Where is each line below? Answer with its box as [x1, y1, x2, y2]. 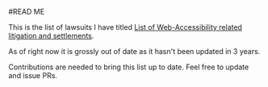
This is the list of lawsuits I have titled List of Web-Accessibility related [8, 23, 242, 31]
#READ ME [8, 7, 45, 16]
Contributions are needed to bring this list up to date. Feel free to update [8, 62, 249, 72]
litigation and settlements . [8, 31, 94, 40]
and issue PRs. [8, 71, 58, 80]
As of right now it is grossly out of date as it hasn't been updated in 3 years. [8, 47, 261, 56]
